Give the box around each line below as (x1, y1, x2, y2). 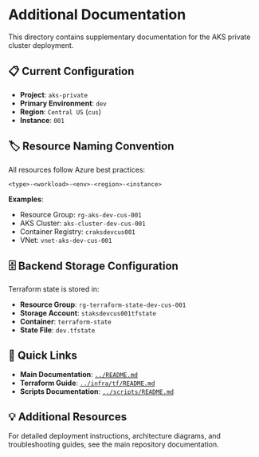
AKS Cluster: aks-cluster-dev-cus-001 (19, 218, 146, 228)
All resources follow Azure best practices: (8, 165, 146, 174)
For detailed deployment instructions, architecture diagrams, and (8, 431, 222, 440)
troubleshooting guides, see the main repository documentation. (8, 439, 219, 449)
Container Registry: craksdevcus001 (19, 226, 135, 236)
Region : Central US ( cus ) (19, 106, 102, 117)
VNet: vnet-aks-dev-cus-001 (19, 235, 112, 244)
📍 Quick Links (8, 348, 77, 362)
